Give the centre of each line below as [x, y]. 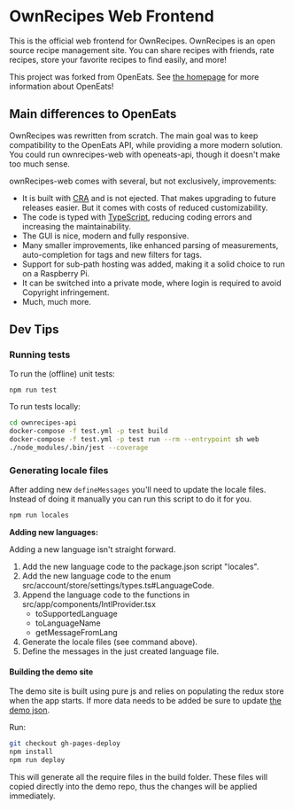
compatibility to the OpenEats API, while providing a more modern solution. [146, 144]
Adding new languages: [54, 533]
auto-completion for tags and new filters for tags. [112, 254]
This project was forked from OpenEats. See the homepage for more [134, 76]
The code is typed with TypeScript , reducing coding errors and [137, 217]
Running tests [40, 354]
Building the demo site [51, 672]
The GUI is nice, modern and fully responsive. [105, 236]
